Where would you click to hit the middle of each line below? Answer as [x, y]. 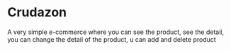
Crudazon [37, 12]
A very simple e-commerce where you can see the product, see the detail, [116, 32]
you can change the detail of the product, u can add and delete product [112, 39]
